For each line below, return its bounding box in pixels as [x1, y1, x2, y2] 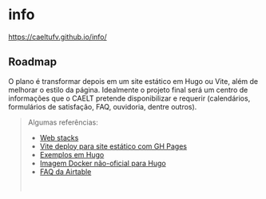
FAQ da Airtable [39, 166, 92, 177]
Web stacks [39, 133, 79, 142]
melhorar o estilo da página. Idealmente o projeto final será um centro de [8, 85, 248, 94]
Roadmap [8, 55, 58, 69]
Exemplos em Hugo [39, 149, 105, 159]
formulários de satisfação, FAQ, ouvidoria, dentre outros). [8, 101, 197, 111]
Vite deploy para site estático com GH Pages [39, 141, 188, 151]
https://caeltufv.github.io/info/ [8, 32, 108, 42]
